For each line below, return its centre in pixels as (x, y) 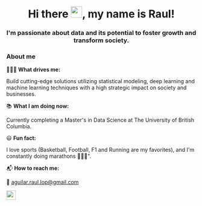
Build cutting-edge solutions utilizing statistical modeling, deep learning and (100, 81)
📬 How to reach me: (33, 168)
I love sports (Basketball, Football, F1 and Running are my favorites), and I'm (100, 150)
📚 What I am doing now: (38, 106)
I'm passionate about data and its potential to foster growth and (101, 33)
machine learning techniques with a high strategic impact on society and (96, 88)
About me (21, 57)
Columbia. (19, 126)
